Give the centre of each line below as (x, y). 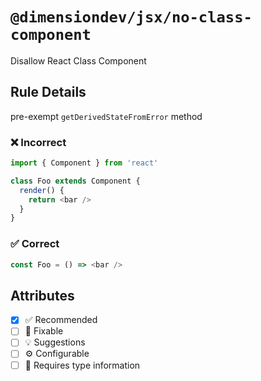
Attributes (42, 295)
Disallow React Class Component (78, 60)
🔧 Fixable (44, 331)
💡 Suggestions (55, 342)
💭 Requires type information (82, 365)
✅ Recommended (61, 320)
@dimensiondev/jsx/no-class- (131, 17)
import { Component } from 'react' (84, 163)
